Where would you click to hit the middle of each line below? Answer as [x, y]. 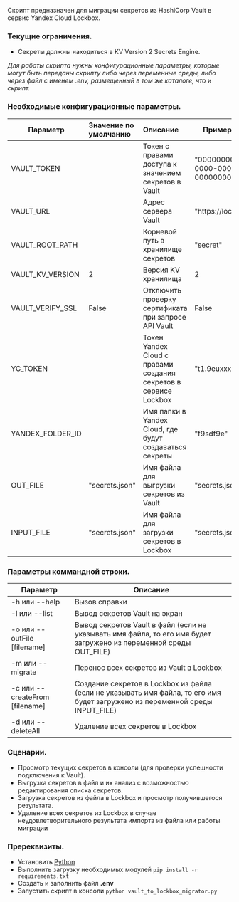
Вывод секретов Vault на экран [128, 613]
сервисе [157, 391]
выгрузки [159, 485]
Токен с [156, 146]
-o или [23, 629]
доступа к [160, 164]
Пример [217, 130]
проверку [159, 299]
